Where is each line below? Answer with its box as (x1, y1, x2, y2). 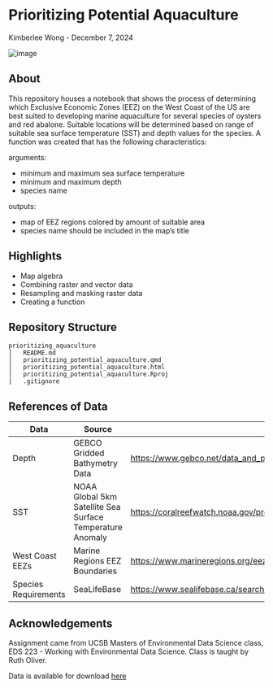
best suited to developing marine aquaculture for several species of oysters (8, 111, 262, 120)
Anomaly (72, 532, 107, 543)
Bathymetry (72, 458, 118, 469)
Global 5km (72, 491, 118, 503)
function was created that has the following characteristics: (8, 137, 207, 146)
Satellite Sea (72, 502, 121, 513)
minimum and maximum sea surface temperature (19, 168, 185, 178)
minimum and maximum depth (19, 176, 122, 186)
